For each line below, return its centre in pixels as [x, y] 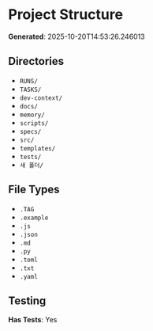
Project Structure [66, 15]
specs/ [30, 131]
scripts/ [34, 123]
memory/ [32, 115]
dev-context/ [41, 98]
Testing [27, 301]
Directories [36, 61]
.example [34, 218]
